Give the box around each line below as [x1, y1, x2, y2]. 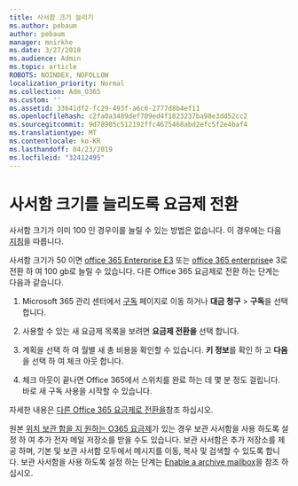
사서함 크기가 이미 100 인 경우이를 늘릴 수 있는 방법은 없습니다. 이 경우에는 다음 [9, 225, 282, 236]
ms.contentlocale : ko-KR [9, 137, 101, 145]
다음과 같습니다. [9, 277, 65, 288]
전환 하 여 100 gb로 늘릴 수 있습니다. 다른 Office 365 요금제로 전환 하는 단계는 [9, 266, 280, 277]
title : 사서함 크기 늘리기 [9, 12, 94, 22]
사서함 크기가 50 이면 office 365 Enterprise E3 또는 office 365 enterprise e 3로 [9, 255, 288, 266]
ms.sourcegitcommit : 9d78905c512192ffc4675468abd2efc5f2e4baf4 [9, 121, 248, 129]
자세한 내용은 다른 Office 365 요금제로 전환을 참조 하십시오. [9, 404, 214, 415]
